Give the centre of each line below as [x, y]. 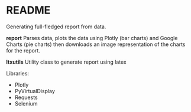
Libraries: [18, 73]
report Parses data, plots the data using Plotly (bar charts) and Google [92, 38]
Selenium [26, 103]
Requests [26, 97]
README [28, 10]
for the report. [23, 50]
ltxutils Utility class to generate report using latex [67, 62]
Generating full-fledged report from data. [56, 27]
